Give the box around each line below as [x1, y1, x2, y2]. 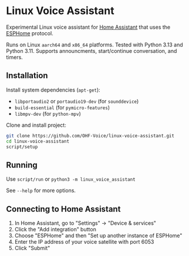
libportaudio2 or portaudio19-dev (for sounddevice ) [14, 97, 139, 105]
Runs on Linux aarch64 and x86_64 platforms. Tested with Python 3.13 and [6, 41, 183, 48]
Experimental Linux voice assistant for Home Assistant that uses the [6, 23, 171, 31]
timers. [6, 53, 23, 60]
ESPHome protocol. [6, 29, 54, 36]
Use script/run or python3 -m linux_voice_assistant [6, 176, 136, 183]
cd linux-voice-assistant [6, 138, 69, 144]
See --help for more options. [6, 187, 76, 194]
